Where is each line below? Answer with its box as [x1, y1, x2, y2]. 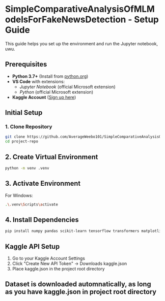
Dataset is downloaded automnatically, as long [5, 280, 151, 289]
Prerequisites [5, 60, 47, 68]
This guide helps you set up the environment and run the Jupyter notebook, [5, 40, 158, 46]
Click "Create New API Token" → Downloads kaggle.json [12, 261, 127, 267]
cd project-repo [5, 139, 38, 144]
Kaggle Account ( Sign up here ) [12, 94, 76, 100]
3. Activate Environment [5, 179, 81, 188]
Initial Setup [5, 108, 43, 117]
